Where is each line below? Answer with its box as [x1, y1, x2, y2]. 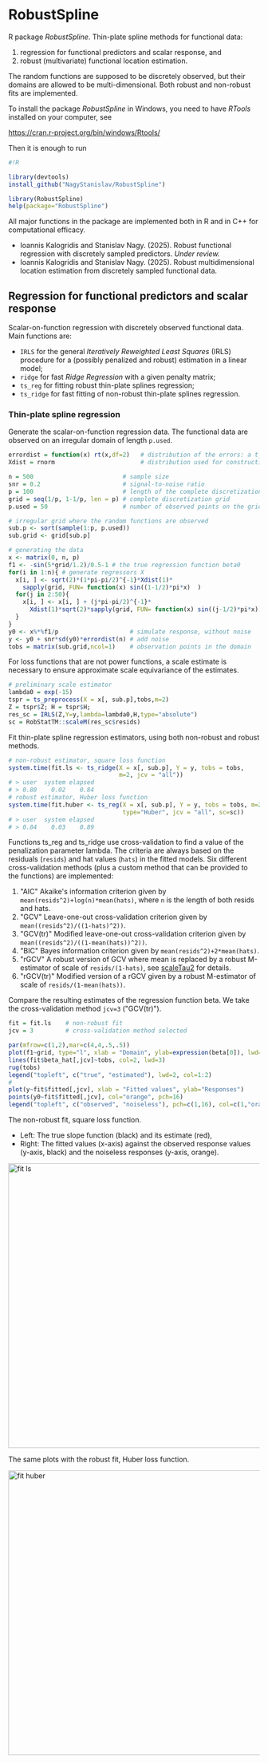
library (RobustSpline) [8, 195, 84, 203]
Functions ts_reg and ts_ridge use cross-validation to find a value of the [8, 838, 244, 847]
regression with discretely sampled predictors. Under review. [19, 249, 220, 258]
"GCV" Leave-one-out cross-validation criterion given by [19, 912, 207, 922]
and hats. [19, 904, 51, 913]
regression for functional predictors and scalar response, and [19, 47, 222, 57]
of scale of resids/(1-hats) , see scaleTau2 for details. [53, 963, 231, 972]
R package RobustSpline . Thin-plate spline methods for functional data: [8, 32, 243, 41]
